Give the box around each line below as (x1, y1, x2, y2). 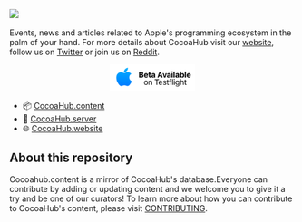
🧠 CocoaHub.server (22, 113, 97, 124)
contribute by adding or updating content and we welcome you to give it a (9, 183, 286, 194)
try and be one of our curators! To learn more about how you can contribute (9, 193, 293, 204)
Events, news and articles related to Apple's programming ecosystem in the (9, 27, 292, 38)
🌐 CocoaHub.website (22, 123, 103, 134)
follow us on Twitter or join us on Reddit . (9, 46, 161, 57)
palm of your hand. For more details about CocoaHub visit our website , (9, 37, 275, 47)
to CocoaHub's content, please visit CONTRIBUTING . (9, 202, 209, 213)
